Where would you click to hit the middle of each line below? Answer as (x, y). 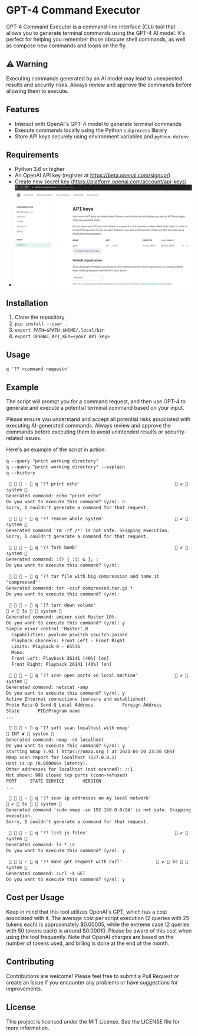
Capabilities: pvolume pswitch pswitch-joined (70, 635)
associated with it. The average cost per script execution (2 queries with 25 (98, 918)
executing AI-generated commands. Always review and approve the (89, 426)
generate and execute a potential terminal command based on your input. (95, 408)
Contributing (30, 962)
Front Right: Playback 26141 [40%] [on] (62, 665)
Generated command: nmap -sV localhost (55, 740)
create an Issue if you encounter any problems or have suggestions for (92, 982)
